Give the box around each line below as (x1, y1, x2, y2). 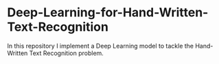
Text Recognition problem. (29, 49, 104, 57)
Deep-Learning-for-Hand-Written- (7, 5, 209, 20)
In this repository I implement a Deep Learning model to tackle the (7, 42, 194, 50)
